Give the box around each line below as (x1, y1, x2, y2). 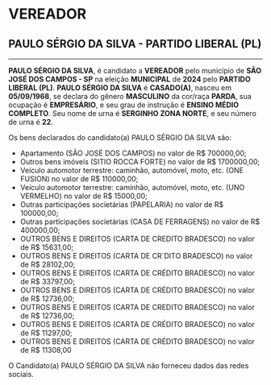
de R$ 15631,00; (19, 242, 74, 252)
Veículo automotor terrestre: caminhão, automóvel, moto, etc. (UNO (19, 183, 245, 192)
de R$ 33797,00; (19, 277, 75, 286)
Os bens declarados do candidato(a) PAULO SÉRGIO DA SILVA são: (8, 133, 232, 142)
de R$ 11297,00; (19, 328, 73, 337)
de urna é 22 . (8, 118, 54, 126)
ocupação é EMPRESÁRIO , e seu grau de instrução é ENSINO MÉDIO (8, 100, 240, 110)
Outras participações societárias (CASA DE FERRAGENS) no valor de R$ (19, 217, 261, 226)
